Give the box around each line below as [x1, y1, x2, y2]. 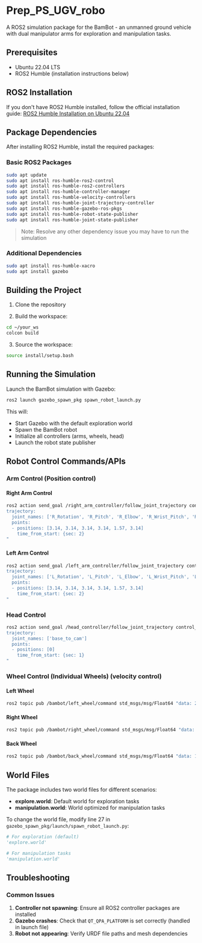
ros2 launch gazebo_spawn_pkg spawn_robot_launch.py [6, 397, 141, 403]
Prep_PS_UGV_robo [6, 4, 105, 17]
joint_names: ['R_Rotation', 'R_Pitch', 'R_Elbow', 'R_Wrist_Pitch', [11, 514, 189, 520]
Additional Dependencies [6, 249, 82, 257]
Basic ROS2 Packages [6, 158, 72, 166]
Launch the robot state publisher [14, 438, 96, 446]
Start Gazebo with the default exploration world [14, 420, 133, 427]
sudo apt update [6, 172, 47, 178]
